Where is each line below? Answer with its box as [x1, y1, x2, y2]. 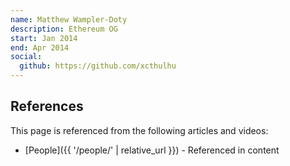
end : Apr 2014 [10, 42, 70, 53]
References [10, 98, 84, 115]
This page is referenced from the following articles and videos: [10, 124, 269, 136]
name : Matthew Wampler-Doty [10, 14, 128, 25]
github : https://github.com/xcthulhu [19, 61, 177, 71]
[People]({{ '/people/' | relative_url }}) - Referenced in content [24, 144, 280, 156]
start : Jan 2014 [10, 33, 78, 43]
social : [10, 52, 43, 62]
